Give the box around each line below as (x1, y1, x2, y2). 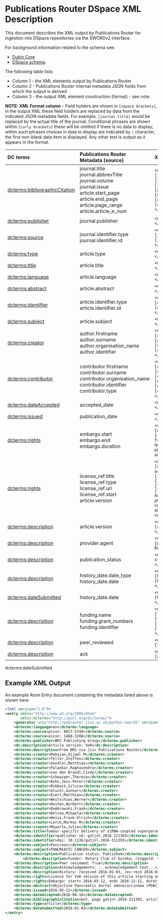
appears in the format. (5, 139, 49, 145)
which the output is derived (12, 88, 67, 94)
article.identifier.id (80, 305, 121, 311)
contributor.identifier (80, 381, 127, 388)
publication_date (80, 413, 118, 420)
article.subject (80, 318, 113, 325)
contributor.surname (80, 369, 127, 376)
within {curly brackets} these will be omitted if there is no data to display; (5, 123, 154, 130)
